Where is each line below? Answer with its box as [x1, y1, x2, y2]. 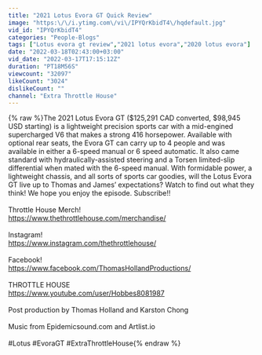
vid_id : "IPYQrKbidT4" [8, 26, 82, 34]
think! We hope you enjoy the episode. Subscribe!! [8, 188, 171, 198]
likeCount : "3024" [8, 77, 68, 85]
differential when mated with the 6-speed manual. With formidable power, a [8, 163, 253, 173]
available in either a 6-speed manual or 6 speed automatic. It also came [8, 147, 239, 156]
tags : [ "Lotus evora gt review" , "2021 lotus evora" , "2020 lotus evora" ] [8, 41, 251, 49]
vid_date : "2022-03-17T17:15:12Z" [8, 56, 122, 64]
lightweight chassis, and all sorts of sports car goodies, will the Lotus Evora [8, 172, 253, 181]
